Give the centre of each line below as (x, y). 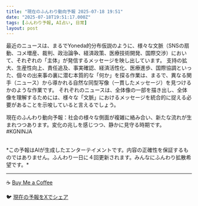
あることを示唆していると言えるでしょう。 (68, 105)
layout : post (22, 28)
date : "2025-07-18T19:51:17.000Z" (49, 17)
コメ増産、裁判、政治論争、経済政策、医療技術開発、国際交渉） (94, 53)
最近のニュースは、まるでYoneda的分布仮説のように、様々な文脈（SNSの (95, 46)
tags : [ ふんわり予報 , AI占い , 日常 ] (47, 22)
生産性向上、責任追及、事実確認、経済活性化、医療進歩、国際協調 (96, 68)
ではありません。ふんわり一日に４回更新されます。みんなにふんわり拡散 (99, 157)
